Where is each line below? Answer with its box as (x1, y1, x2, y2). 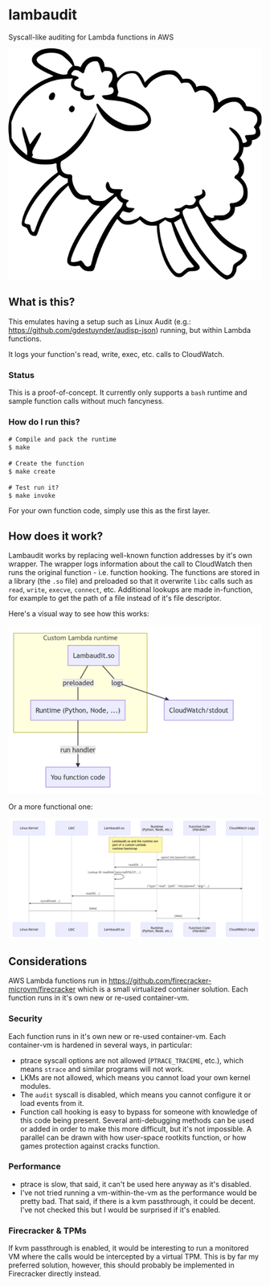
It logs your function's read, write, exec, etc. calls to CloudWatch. (8, 349, 225, 359)
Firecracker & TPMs (8, 1225, 87, 1236)
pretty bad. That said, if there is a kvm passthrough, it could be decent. (19, 1196, 256, 1206)
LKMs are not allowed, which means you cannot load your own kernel (19, 1072, 251, 1083)
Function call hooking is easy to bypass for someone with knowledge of (19, 1107, 258, 1116)
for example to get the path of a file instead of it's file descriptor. (8, 594, 222, 603)
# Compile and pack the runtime (8, 436, 117, 444)
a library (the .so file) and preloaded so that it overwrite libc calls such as (8, 577, 253, 586)
